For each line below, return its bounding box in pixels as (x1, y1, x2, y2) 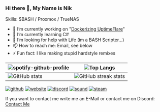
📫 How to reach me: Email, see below (12, 43, 93, 49)
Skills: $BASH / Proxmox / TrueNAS (5, 16, 80, 22)
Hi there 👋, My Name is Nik (5, 5, 72, 12)
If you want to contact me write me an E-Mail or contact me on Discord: (5, 96, 155, 102)
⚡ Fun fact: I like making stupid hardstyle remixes (12, 50, 116, 57)
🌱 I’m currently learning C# (12, 32, 69, 38)
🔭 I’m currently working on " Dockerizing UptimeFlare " (12, 26, 125, 32)
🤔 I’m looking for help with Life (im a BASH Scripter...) (12, 37, 124, 43)
